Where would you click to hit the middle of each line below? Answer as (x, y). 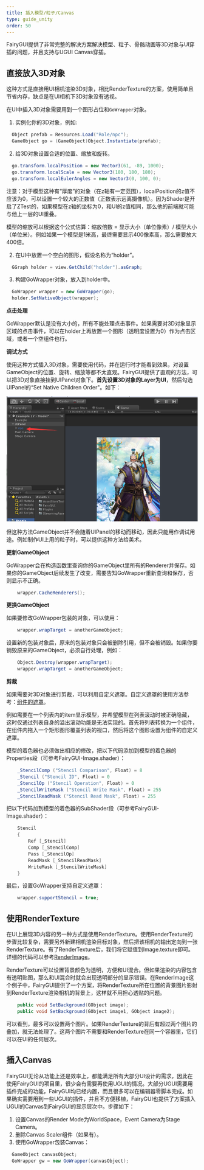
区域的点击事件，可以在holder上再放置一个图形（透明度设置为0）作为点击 (98, 331)
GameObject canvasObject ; (45, 1154)
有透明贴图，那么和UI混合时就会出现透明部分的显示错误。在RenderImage (98, 978)
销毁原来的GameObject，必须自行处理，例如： (65, 650)
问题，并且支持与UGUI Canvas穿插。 (63, 52)
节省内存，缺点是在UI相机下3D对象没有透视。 (63, 97)
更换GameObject (28, 605)
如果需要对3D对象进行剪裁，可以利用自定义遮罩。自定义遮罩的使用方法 (95, 694)
